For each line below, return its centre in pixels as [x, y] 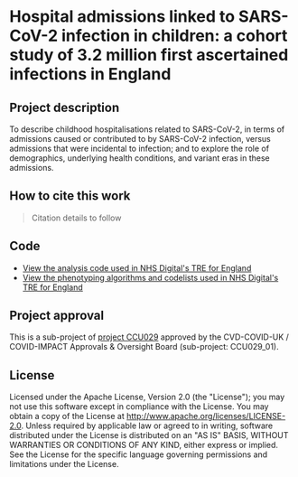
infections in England [90, 75]
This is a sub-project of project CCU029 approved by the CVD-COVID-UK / [149, 337]
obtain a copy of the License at [67, 416]
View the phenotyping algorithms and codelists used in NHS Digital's [150, 277]
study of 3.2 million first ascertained [149, 55]
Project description [65, 107]
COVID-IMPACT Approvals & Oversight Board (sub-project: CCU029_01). [144, 347]
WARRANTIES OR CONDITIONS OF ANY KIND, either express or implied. [144, 445]
